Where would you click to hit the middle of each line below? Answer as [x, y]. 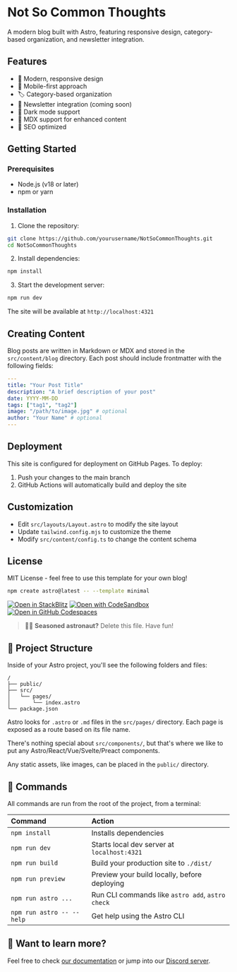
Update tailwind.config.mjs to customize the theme [94, 531]
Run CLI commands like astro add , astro [158, 894]
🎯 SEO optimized [42, 126]
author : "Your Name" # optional [55, 418]
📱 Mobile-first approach [52, 86]
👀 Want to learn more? [57, 944]
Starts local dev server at [133, 844]
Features [27, 62]
